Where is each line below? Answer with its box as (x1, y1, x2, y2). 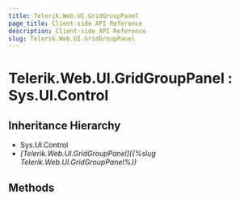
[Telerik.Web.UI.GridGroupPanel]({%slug (19, 149, 156, 159)
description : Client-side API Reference (8, 27, 147, 35)
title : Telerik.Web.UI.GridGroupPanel (8, 11, 139, 20)
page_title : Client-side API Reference (8, 19, 143, 28)
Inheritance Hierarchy (8, 118, 121, 132)
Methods (8, 181, 55, 194)
